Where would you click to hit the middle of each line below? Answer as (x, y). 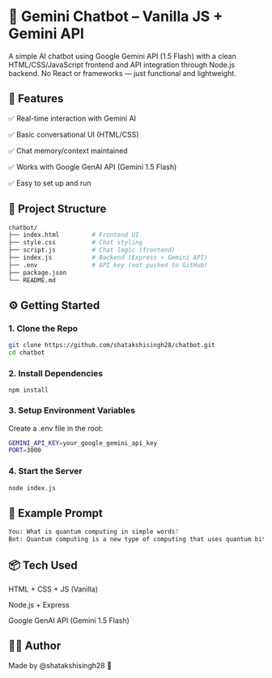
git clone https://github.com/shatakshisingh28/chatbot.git (112, 345)
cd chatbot (27, 353)
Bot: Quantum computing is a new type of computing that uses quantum (130, 540)
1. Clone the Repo (43, 328)
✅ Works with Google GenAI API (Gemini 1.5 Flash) (93, 167)
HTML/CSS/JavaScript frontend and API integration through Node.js (122, 65)
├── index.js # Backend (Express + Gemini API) (108, 258)
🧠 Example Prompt (56, 513)
